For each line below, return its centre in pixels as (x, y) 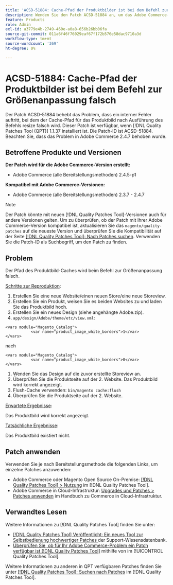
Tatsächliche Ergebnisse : (32, 426)
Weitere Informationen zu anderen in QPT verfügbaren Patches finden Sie (84, 566)
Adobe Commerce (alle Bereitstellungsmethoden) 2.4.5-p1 (74, 175)
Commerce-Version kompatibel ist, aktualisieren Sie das (65, 226)
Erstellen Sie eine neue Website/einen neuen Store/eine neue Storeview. (89, 296)
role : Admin (18, 24)
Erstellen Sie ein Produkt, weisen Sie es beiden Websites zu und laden (87, 302)
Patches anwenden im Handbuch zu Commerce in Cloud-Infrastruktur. (88, 496)
